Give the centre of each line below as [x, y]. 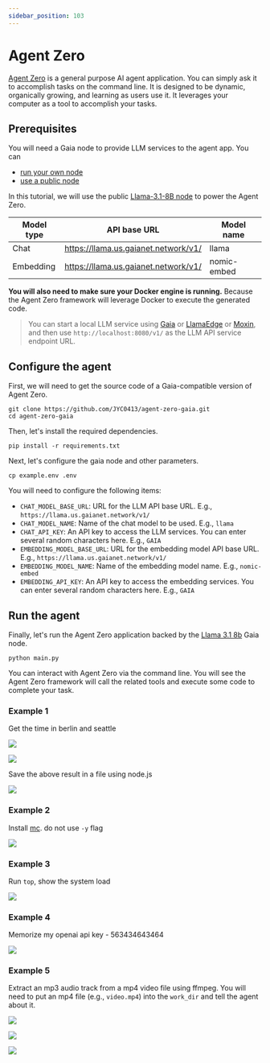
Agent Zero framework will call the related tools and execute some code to [132, 682]
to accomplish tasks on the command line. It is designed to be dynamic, [127, 86]
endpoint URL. [52, 341]
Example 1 [29, 711]
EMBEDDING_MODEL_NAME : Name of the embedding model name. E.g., [129, 566]
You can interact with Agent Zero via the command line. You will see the [127, 673]
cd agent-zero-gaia [41, 416]
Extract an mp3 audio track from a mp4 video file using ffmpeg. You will [127, 988]
